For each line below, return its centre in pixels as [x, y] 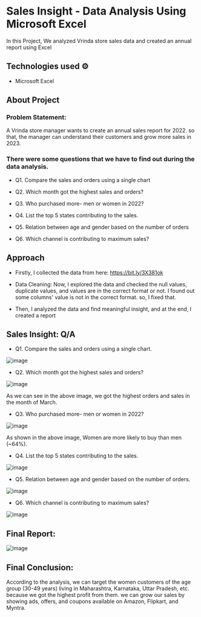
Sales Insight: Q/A [41, 334]
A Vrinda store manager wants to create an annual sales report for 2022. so [100, 130]
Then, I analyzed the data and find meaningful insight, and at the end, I [103, 309]
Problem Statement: [36, 118]
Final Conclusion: [40, 568]
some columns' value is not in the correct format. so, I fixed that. [96, 297]
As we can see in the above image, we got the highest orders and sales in [98, 396]
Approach [25, 258]
